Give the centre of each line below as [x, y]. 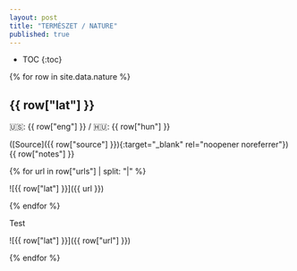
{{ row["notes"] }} [42, 154]
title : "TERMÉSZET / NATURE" [64, 26]
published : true [39, 34]
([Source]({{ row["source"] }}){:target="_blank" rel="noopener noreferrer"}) [149, 145]
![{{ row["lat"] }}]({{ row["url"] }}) [70, 241]
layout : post [34, 17]
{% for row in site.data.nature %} [70, 77]
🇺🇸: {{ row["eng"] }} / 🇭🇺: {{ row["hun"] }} [90, 127]
